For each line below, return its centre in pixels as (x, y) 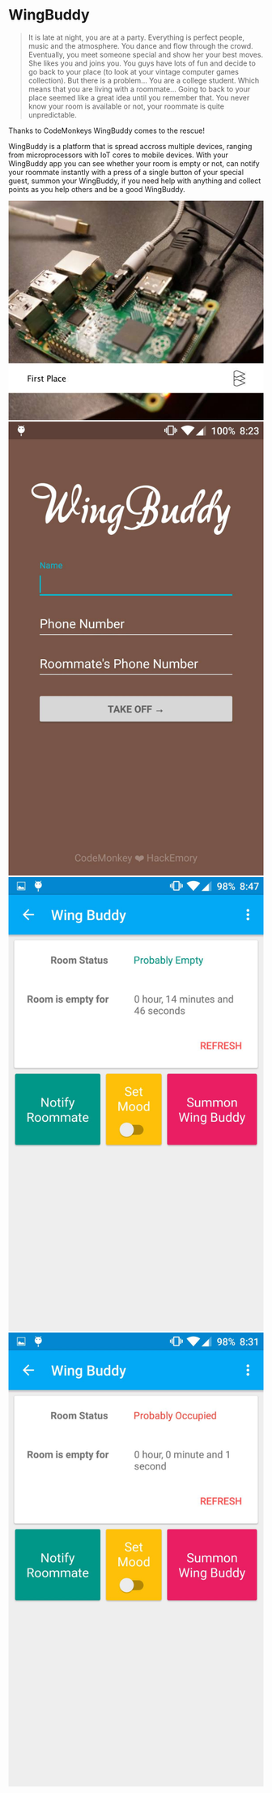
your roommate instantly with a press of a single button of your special (126, 172)
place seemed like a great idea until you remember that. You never (139, 97)
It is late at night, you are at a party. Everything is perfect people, (136, 37)
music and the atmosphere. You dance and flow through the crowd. (140, 45)
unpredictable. (52, 114)
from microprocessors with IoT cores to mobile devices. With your (119, 155)
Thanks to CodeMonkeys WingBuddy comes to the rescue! (106, 131)
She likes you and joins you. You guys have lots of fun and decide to (142, 63)
